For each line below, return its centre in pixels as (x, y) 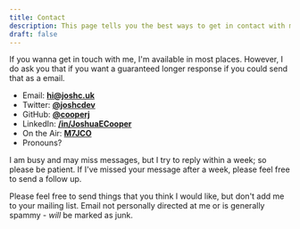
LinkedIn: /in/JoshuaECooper (77, 124)
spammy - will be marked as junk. (71, 216)
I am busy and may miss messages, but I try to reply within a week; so (138, 160)
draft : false (33, 34)
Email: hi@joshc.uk (58, 95)
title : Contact (37, 17)
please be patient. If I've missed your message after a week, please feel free (150, 169)
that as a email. (37, 78)
